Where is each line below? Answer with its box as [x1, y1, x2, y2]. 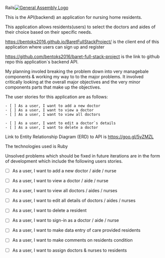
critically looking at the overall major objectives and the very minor [5, 79, 141, 85]
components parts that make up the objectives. [5, 84, 101, 90]
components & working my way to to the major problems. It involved [5, 74, 144, 79]
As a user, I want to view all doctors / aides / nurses [12, 188, 118, 194]
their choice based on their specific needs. [5, 29, 92, 35]
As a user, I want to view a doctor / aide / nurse [12, 178, 109, 184]
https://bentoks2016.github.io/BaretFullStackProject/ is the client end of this [5, 39, 160, 45]
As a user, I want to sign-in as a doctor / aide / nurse [12, 217, 120, 223]
